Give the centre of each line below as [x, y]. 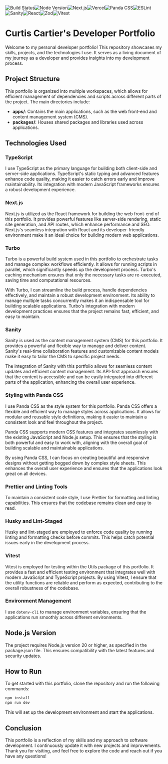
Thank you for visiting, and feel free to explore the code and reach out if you [84, 751]
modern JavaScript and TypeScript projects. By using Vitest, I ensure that [81, 577]
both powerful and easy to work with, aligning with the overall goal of [76, 442]
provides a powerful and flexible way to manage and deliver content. [76, 346]
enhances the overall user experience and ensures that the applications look [84, 468]
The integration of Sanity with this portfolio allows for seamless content [78, 366]
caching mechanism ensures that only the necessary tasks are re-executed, [83, 275]
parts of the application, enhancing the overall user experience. [70, 382]
